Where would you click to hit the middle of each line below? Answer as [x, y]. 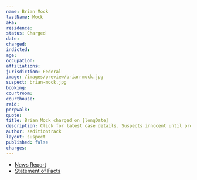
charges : [17, 148]
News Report [30, 164]
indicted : [18, 50]
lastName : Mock [25, 17]
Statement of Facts [38, 171]
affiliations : [23, 66]
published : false [27, 142]
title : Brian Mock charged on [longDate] [57, 121]
